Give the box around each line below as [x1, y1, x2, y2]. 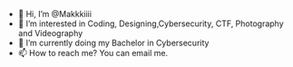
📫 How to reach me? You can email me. [17, 48, 169, 58]
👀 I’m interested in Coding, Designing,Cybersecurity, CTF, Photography [17, 18, 284, 29]
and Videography [17, 28, 83, 38]
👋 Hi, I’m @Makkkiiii [17, 9, 93, 19]
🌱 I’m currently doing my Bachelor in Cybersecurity [17, 37, 210, 48]
